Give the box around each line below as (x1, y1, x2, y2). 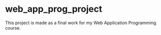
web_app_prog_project (5, 3, 102, 15)
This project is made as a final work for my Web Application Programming (5, 20, 157, 26)
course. (5, 25, 21, 31)
